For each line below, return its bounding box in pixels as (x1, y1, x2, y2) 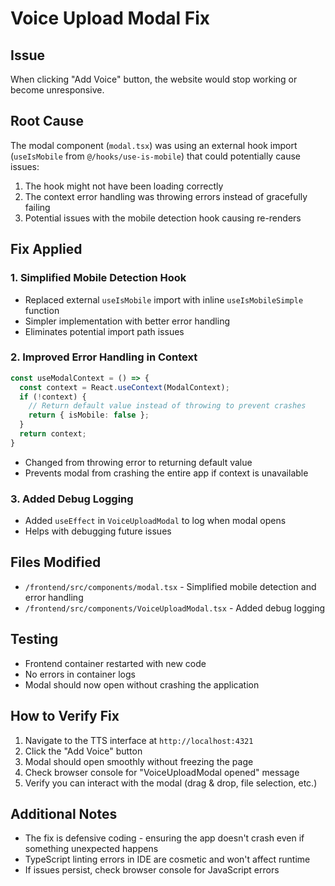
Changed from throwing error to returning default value (24, 456, 253, 468)
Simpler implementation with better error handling (24, 315, 231, 327)
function (24, 304, 60, 316)
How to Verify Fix (10, 708, 120, 725)
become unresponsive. (10, 84, 105, 96)
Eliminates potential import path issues (24, 325, 185, 337)
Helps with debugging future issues (24, 525, 172, 537)
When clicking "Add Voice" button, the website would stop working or (10, 73, 298, 85)
